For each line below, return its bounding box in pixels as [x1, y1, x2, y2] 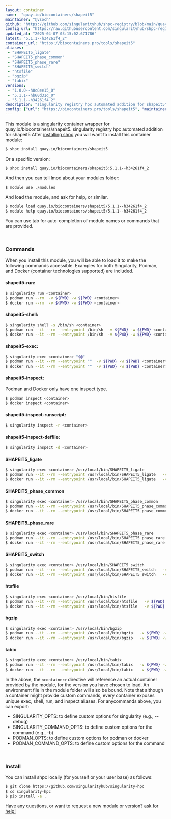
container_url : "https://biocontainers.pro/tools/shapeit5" [5, 41, 136, 46]
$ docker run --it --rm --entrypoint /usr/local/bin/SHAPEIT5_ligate [5, 477, 156, 482]
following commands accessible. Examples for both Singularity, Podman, [5, 262, 158, 268]
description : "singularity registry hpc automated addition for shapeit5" [5, 102, 167, 107]
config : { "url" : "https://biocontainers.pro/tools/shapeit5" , [5, 107, 140, 112]
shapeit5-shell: [5, 311, 39, 318]
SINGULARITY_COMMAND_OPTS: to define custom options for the [12, 724, 153, 730]
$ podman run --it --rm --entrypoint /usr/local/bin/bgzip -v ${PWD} [5, 631, 160, 636]
